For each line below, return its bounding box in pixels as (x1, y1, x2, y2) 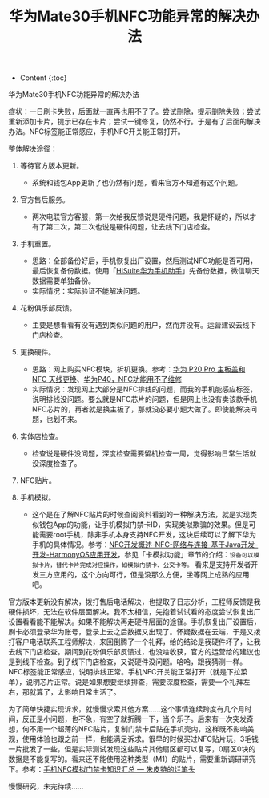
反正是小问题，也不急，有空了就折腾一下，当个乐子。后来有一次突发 (22, 715, 247, 724)
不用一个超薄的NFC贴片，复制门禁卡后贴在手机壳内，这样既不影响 (29, 724, 248, 734)
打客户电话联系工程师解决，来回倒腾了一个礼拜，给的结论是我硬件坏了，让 (8, 637, 254, 646)
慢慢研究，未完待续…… (8, 781, 84, 791)
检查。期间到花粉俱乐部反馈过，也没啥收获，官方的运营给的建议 (42, 647, 254, 657)
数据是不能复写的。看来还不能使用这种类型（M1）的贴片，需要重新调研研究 (8, 755, 256, 764)
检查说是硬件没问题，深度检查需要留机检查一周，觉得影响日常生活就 (31, 448, 257, 458)
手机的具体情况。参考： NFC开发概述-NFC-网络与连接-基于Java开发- (31, 540, 259, 549)
